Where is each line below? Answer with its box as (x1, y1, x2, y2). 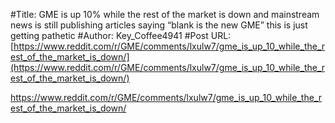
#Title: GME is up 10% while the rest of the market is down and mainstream (10, 9, 320, 20)
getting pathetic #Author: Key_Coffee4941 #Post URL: (10, 30, 232, 41)
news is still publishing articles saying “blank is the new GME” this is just (10, 19, 308, 31)
